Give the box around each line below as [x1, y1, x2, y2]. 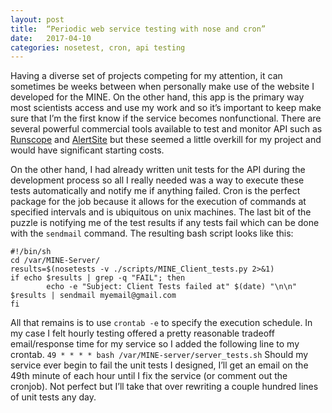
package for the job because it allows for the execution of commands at [10, 196, 307, 208]
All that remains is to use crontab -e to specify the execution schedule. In [10, 317, 313, 329]
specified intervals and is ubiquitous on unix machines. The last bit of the [10, 206, 312, 218]
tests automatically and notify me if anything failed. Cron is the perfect [10, 185, 301, 197]
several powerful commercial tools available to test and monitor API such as [10, 123, 323, 135]
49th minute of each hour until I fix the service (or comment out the [10, 370, 288, 382]
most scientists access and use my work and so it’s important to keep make [10, 102, 322, 114]
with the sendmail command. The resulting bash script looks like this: [10, 227, 294, 240]
